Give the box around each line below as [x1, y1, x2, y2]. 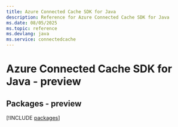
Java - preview [6, 75, 82, 88]
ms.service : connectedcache [6, 36, 76, 42]
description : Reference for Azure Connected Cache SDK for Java [6, 14, 170, 20]
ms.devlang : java [6, 31, 50, 37]
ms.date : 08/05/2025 [6, 20, 58, 26]
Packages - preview [6, 98, 82, 109]
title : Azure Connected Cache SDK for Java [6, 8, 116, 15]
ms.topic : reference [6, 25, 58, 32]
